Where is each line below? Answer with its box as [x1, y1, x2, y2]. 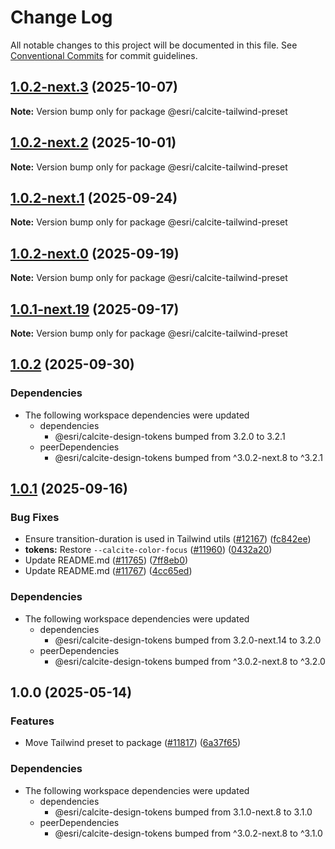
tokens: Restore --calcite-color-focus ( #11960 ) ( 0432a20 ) [24, 544, 273, 556]
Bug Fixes [10, 511, 60, 524]
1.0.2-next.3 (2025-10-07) [10, 79, 178, 96]
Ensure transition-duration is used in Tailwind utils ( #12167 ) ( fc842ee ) [24, 533, 312, 545]
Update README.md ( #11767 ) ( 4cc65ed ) [24, 565, 193, 577]
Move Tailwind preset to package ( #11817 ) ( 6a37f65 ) [24, 737, 242, 749]
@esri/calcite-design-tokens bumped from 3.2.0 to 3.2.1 [54, 430, 286, 442]
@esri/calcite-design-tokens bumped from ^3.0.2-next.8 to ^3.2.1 [54, 451, 323, 463]
